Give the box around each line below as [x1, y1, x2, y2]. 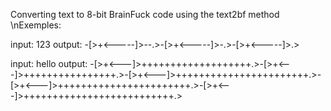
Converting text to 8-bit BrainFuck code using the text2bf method [10, 9, 280, 20]
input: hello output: [10, 58, 88, 69]
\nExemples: [10, 19, 62, 31]
